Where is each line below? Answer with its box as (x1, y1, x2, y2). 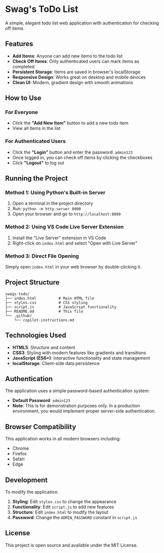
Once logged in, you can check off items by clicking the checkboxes (12, 154, 153, 160)
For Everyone (5, 109, 38, 116)
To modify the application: (5, 489, 59, 495)
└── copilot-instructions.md (14, 317, 75, 322)
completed (12, 63, 35, 69)
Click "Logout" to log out (12, 159, 65, 165)
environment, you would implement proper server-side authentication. (12, 408, 156, 414)
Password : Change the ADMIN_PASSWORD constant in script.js (12, 515, 138, 521)
